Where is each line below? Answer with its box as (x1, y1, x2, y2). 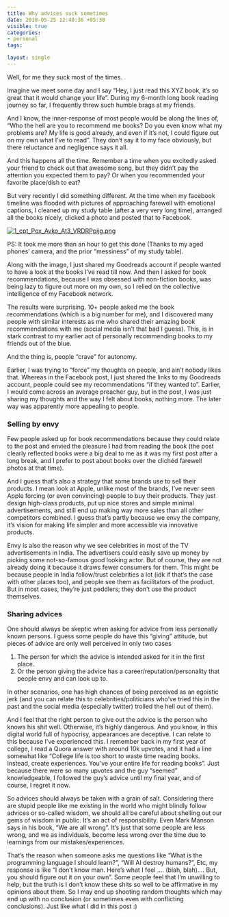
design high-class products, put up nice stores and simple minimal (7, 499, 195, 507)
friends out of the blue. (7, 339, 72, 347)
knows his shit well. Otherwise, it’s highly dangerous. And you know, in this (7, 723, 217, 731)
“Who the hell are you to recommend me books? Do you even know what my (7, 121, 223, 129)
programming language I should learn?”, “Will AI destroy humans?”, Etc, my (7, 859, 218, 867)
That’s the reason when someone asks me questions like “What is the (7, 851, 203, 859)
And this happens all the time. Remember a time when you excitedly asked (7, 156, 217, 164)
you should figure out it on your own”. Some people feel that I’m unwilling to (7, 873, 220, 881)
